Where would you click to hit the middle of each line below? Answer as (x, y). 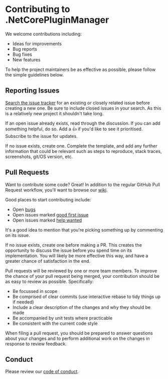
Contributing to (38, 9)
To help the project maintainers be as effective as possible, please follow (80, 69)
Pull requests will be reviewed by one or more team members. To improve (81, 271)
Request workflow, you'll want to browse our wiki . (56, 190)
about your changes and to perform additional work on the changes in (77, 338)
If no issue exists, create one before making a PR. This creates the (73, 245)
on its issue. (18, 235)
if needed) (23, 302)
